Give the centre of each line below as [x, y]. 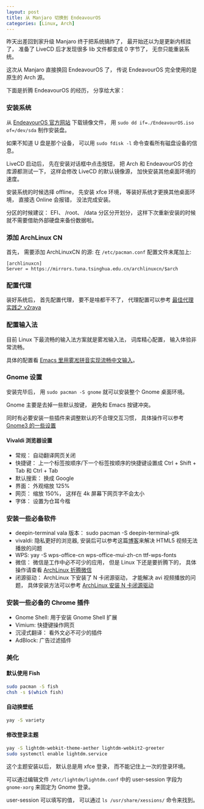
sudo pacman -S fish [33, 686]
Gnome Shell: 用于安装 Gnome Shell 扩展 [66, 617]
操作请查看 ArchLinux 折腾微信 [54, 570]
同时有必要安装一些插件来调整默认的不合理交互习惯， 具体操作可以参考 [95, 418]
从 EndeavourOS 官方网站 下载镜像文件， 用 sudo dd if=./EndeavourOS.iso [100, 122]
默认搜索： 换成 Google [44, 478]
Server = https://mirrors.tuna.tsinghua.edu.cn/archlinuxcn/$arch [92, 269]
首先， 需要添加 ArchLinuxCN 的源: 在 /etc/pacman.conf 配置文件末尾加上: [99, 252]
